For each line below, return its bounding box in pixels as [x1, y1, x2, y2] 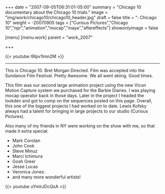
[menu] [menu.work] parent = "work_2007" [5, 34, 93, 40]
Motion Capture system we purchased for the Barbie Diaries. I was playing [5, 88, 156, 93]
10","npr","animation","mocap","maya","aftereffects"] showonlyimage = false [5, 25, 159, 31]
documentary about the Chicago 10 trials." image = [5, 9, 108, 15]
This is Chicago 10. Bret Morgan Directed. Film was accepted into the [5, 68, 145, 73]
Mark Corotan [12, 138, 41, 144]
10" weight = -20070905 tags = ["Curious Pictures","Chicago [5, 20, 129, 25]
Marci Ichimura [12, 153, 43, 159]
